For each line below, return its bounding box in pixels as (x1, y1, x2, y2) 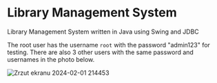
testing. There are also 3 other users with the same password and (7, 48, 194, 56)
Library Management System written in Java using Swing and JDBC (7, 27, 200, 36)
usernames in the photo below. (7, 55, 95, 63)
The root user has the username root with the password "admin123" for (7, 40, 210, 49)
